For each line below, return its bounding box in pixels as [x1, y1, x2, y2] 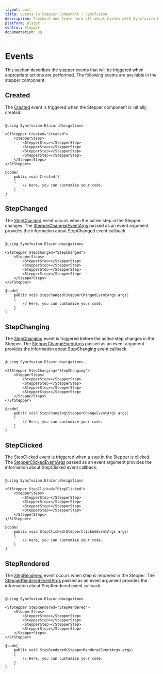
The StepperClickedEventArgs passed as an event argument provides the [5, 459, 152, 465]
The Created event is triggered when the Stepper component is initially [5, 104, 147, 110]
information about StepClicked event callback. [5, 465, 98, 470]
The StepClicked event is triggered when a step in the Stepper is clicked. [5, 454, 150, 460]
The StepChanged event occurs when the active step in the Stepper [5, 217, 141, 223]
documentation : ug [5, 30, 42, 35]
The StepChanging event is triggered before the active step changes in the [5, 336, 154, 341]
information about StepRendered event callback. [5, 583, 102, 588]
